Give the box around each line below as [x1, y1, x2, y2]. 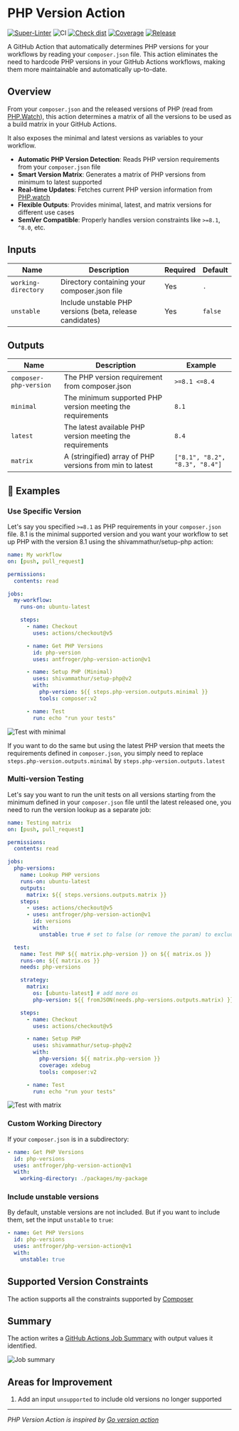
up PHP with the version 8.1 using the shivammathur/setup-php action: [7, 538, 214, 546]
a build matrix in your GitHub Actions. [7, 120, 117, 128]
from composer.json [63, 381, 132, 391]
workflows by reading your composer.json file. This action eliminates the [7, 50, 218, 58]
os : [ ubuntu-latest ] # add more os [33, 990, 139, 997]
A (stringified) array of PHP [63, 452, 155, 462]
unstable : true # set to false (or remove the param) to [38, 931, 212, 938]
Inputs [7, 244, 37, 256]
